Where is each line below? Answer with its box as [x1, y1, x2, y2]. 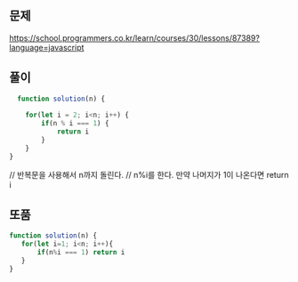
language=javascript [9, 42, 85, 52]
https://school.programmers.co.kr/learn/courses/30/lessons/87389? [9, 32, 261, 43]
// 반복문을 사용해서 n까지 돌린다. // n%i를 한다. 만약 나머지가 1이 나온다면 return [9, 169, 289, 180]
